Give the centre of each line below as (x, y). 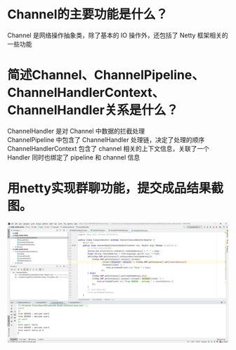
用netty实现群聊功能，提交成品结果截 (115, 189)
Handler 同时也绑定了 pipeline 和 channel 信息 (74, 157)
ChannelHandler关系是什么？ (93, 110)
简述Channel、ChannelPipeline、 (106, 75)
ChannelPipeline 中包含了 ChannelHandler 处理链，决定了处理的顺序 (106, 140)
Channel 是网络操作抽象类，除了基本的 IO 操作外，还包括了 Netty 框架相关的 (118, 35)
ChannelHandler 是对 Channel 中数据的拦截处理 (76, 131)
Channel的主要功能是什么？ (88, 14)
